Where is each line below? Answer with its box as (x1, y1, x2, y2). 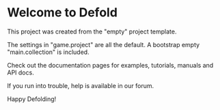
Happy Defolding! (7, 94, 57, 103)
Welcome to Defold (7, 5, 118, 20)
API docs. (7, 68, 34, 77)
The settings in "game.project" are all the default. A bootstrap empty (7, 40, 200, 49)
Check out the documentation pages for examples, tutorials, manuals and (7, 61, 214, 69)
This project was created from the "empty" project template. (7, 27, 177, 36)
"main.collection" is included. (7, 48, 90, 56)
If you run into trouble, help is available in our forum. (7, 81, 154, 90)
